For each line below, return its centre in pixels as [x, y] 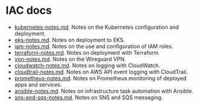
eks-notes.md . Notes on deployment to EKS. [69, 40]
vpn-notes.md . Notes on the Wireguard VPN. [70, 59]
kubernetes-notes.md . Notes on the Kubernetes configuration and [96, 27]
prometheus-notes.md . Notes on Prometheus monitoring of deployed [100, 78]
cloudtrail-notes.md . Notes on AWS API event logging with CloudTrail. [101, 72]
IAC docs [29, 11]
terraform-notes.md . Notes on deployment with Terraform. [87, 52]
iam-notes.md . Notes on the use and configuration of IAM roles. [93, 46]
